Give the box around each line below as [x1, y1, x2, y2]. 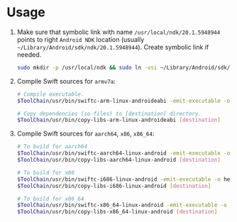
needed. [16, 50, 42, 59]
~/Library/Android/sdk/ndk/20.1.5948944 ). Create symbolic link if [16, 43, 209, 51]
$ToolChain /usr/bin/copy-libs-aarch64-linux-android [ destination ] [16, 157, 221, 164]
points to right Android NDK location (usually [16, 35, 145, 43]
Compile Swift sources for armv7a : [16, 77, 116, 85]
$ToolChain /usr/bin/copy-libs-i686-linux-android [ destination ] [16, 182, 211, 189]
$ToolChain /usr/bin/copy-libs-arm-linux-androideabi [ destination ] [16, 116, 221, 124]
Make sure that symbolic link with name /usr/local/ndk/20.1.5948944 [16, 28, 221, 36]
